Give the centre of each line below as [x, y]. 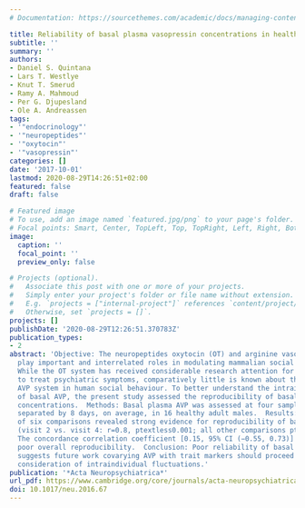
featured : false [40, 186]
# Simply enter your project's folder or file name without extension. [152, 295]
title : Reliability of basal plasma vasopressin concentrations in [140, 34]
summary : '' [32, 51]
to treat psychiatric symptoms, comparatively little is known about [152, 379]
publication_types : [46, 337]
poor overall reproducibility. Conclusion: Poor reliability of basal [156, 447]
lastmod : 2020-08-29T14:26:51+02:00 [79, 178]
